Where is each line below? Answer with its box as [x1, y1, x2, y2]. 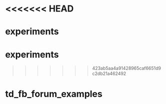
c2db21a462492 [92, 70, 126, 76]
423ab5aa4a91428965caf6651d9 [92, 65, 161, 71]
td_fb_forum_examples [5, 88, 102, 99]
